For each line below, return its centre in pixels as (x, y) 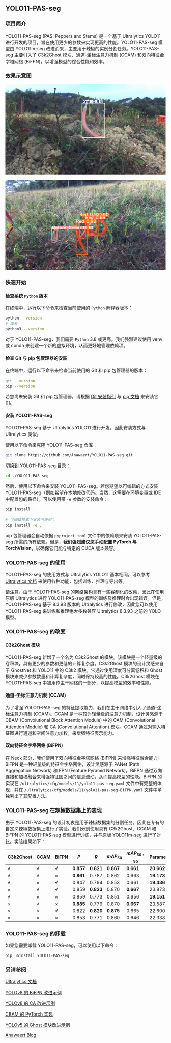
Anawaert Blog (21, 1035)
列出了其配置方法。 (30, 796)
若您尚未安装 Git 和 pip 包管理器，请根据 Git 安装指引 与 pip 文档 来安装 (80, 396)
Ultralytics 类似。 (23, 434)
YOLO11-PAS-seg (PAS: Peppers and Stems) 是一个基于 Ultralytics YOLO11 (83, 36)
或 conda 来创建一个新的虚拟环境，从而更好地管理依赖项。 (67, 345)
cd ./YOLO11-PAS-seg (27, 476)
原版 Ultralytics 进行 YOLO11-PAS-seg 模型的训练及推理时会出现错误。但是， (85, 598)
